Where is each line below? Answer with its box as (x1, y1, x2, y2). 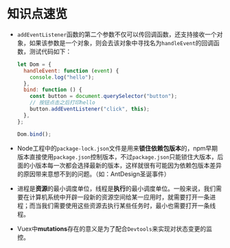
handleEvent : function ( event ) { (23, 67, 119, 74)
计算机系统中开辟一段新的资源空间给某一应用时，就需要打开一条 (29, 193, 210, 201)
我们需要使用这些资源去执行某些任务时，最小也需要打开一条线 (41, 201, 216, 210)
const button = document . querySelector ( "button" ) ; (30, 93, 178, 100)
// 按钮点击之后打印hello (30, 99, 95, 106)
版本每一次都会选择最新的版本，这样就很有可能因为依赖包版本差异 (35, 161, 222, 169)
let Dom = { (16, 61, 51, 68)
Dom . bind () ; (16, 131, 51, 138)
